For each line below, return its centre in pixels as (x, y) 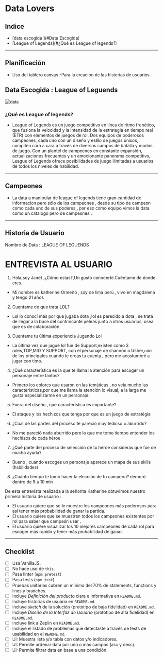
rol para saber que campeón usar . (47, 521)
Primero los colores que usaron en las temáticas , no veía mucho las (80, 385)
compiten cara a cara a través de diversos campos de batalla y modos (82, 145)
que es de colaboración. (36, 327)
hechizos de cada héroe (36, 438)
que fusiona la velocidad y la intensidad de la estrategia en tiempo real (82, 130)
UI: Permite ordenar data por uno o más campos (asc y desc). (74, 645)
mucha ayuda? (27, 453)
